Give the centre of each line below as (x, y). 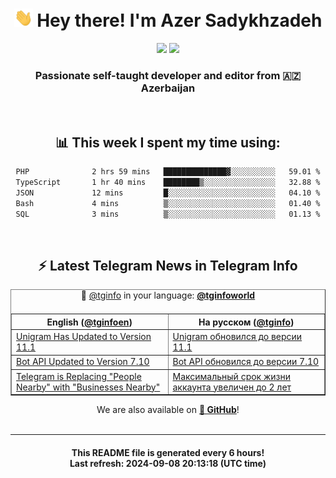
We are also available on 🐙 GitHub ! (168, 410)
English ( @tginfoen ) (89, 322)
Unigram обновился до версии (237, 337)
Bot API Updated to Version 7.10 (83, 362)
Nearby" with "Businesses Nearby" (88, 387)
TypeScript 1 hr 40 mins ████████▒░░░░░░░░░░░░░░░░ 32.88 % (168, 183)
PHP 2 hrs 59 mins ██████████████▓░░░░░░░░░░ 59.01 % (168, 172)
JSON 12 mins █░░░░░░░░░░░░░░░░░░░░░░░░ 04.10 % (168, 193)
